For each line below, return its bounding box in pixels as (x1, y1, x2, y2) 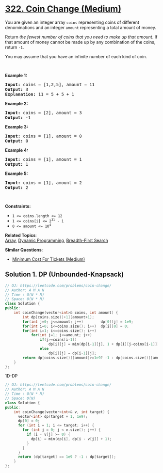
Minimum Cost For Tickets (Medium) (12, 256, 85, 262)
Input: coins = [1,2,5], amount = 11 (5, 81, 95, 87)
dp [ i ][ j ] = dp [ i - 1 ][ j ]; (48, 350, 97, 356)
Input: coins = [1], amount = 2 (5, 180, 82, 185)
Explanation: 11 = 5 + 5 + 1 (5, 91, 74, 97)
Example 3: (5, 124, 28, 129)
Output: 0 (5, 138, 28, 143)
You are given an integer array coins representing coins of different (5, 19, 140, 25)
